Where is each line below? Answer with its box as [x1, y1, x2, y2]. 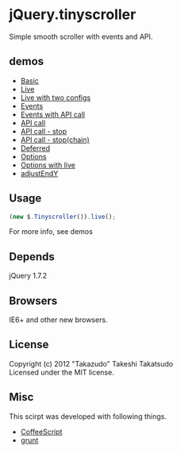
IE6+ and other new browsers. [9, 315, 108, 324]
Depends [9, 250, 55, 263]
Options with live [20, 160, 76, 170]
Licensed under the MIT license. [9, 367, 114, 377]
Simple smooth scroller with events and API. [9, 32, 153, 41]
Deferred [20, 143, 51, 152]
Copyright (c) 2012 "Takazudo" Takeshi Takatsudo [9, 359, 174, 368]
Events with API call [20, 109, 86, 119]
